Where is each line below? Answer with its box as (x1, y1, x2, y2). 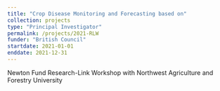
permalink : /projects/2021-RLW (7, 29, 99, 37)
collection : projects (7, 17, 71, 24)
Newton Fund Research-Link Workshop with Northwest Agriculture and (7, 68, 214, 77)
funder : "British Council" (7, 36, 86, 43)
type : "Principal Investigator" (7, 23, 102, 30)
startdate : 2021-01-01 (7, 43, 74, 50)
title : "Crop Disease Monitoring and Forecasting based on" (7, 10, 188, 17)
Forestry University (7, 76, 63, 84)
